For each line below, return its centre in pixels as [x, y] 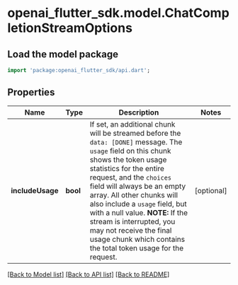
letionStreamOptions [70, 28]
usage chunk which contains [137, 239]
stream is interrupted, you [132, 221]
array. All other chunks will [134, 194]
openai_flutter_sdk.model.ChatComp [119, 13]
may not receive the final [131, 230]
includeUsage [35, 190]
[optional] [211, 190]
